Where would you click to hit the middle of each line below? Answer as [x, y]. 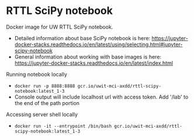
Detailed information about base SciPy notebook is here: [82, 38]
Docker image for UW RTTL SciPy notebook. [60, 27]
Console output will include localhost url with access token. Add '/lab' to [101, 97]
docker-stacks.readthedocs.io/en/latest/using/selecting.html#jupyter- [98, 44]
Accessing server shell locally [42, 114]
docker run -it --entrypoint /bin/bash [63, 126]
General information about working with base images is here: [88, 57]
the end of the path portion [47, 103]
